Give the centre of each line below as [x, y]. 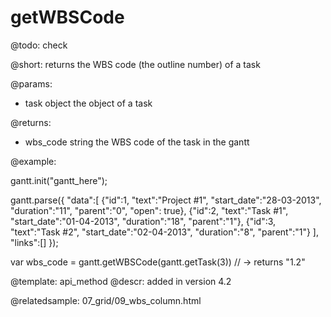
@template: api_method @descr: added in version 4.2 [121, 281]
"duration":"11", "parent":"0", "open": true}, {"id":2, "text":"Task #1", [149, 210]
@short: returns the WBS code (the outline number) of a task [135, 64]
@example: [33, 161]
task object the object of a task [88, 103]
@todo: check [39, 45]
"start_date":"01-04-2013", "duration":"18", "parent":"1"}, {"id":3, [143, 221]
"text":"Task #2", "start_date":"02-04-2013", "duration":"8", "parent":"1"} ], [165, 232]
